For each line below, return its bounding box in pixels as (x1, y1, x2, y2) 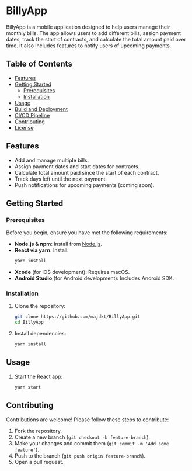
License (14, 124, 34, 131)
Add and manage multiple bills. (14, 157, 89, 164)
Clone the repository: (14, 303, 66, 310)
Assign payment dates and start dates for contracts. (14, 162, 140, 170)
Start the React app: (14, 373, 63, 380)
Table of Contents (6, 59, 73, 69)
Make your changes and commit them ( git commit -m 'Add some (14, 439, 169, 446)
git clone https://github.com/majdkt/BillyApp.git (14, 314, 141, 320)
